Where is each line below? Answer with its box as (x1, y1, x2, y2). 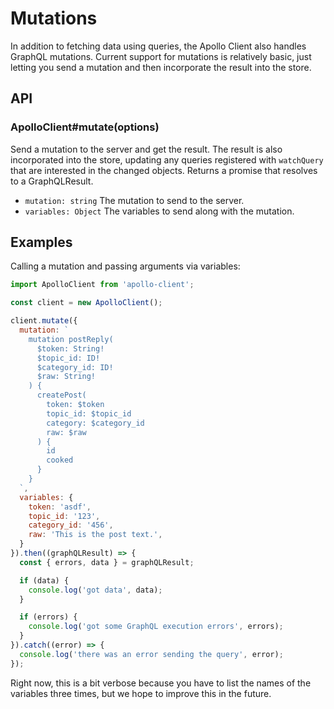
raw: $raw (46, 427, 87, 437)
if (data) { (19, 575, 70, 586)
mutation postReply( (28, 334, 114, 344)
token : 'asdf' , (28, 502, 92, 512)
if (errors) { (19, 612, 78, 622)
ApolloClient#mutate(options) (10, 120, 160, 134)
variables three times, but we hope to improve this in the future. (10, 687, 272, 699)
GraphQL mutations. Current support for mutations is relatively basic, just (10, 50, 312, 62)
